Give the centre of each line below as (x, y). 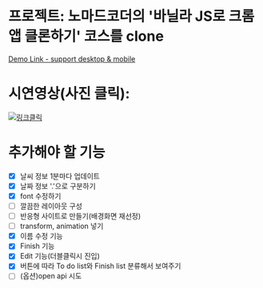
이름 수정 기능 (41, 236)
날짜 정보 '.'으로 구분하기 (58, 186)
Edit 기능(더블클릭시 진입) (60, 256)
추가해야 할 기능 (57, 153)
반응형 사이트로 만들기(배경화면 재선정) (80, 216)
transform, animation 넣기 (62, 226)
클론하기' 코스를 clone (94, 36)
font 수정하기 (40, 195)
